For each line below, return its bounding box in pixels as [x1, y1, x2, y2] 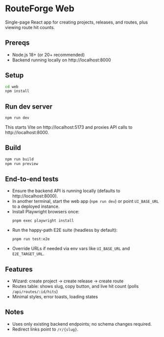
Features [5, 265, 33, 273]
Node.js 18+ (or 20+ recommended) [12, 52, 85, 57]
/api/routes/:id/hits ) [12, 288, 58, 294]
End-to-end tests [5, 175, 59, 183]
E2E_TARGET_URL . [12, 251, 45, 257]
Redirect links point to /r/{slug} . [12, 326, 78, 332]
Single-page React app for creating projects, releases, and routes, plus [5, 19, 148, 25]
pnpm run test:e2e [12, 237, 50, 242]
